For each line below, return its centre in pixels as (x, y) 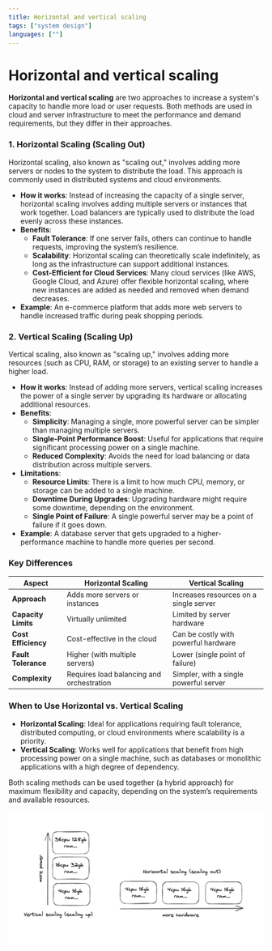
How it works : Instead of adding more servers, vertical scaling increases (141, 387)
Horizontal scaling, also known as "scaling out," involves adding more (124, 162)
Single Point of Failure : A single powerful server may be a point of (142, 516)
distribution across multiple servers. (92, 464)
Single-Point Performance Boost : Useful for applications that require (148, 438)
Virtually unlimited (97, 619)
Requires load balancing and (114, 674)
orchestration (89, 682)
